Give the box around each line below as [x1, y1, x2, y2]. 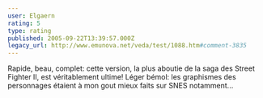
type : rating [7, 27, 52, 35]
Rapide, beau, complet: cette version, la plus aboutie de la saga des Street [7, 63, 256, 73]
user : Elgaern [7, 11, 56, 20]
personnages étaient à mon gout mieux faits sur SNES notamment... [7, 81, 234, 91]
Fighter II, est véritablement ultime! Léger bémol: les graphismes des [7, 72, 236, 82]
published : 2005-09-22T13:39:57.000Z [7, 34, 135, 43]
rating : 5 [7, 19, 41, 27]
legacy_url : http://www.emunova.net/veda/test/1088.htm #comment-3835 [7, 42, 248, 50]
